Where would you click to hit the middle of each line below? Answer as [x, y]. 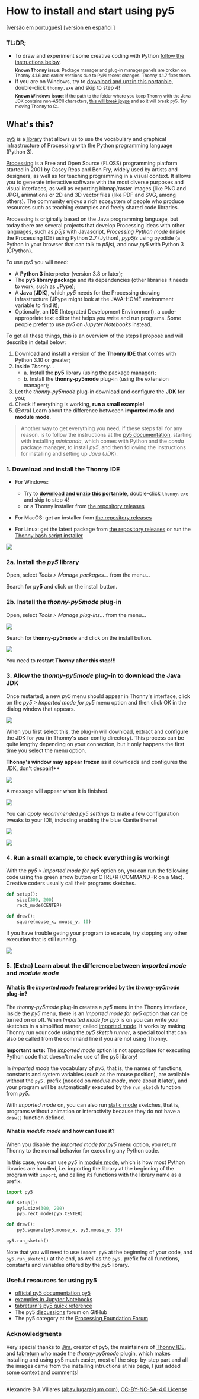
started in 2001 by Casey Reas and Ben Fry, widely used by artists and [92, 169]
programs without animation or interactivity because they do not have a [93, 1111]
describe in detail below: [36, 342]
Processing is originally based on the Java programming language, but [92, 219]
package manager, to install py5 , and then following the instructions [103, 447]
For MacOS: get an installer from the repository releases [83, 517]
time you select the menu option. [46, 750]
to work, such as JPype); [45, 286]
